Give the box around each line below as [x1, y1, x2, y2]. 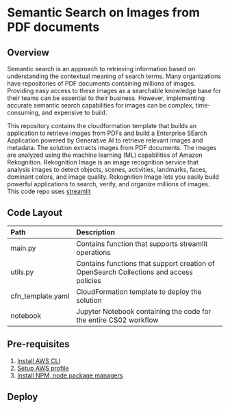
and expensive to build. [41, 108, 107, 116]
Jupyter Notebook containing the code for [76, 306, 212, 316]
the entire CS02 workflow [76, 315, 159, 325]
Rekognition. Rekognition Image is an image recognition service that [7, 158, 199, 166]
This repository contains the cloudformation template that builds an [7, 122, 197, 129]
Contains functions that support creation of [76, 258, 215, 268]
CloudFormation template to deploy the [76, 286, 202, 296]
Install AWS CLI [16, 356, 60, 364]
